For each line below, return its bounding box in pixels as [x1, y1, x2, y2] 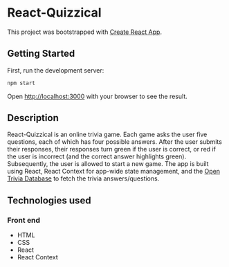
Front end [7, 215, 40, 225]
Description [7, 112, 59, 124]
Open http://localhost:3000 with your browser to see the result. [7, 92, 188, 100]
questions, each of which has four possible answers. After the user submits [7, 138, 223, 146]
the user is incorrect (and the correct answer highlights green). [7, 152, 187, 160]
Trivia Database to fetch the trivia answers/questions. [7, 174, 160, 183]
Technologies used [7, 194, 91, 206]
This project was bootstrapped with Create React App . [7, 28, 163, 36]
